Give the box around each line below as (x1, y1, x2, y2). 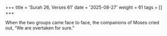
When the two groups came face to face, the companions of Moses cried (5, 20, 159, 25)
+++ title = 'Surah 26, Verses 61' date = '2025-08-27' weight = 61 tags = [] (5, 5, 162, 10)
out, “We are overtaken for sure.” (5, 25, 75, 31)
